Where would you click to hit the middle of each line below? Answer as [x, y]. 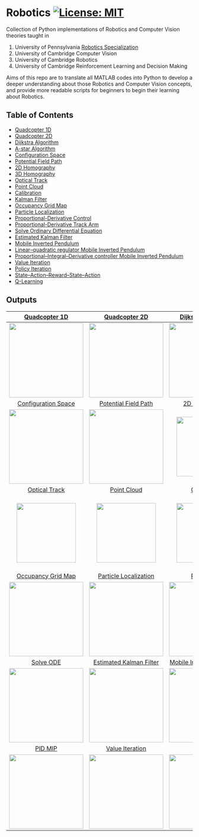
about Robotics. [25, 96]
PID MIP [46, 748]
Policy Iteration [33, 268]
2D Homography [35, 167]
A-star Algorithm [35, 148]
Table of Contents [40, 115]
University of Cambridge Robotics [56, 59]
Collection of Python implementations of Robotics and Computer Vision [93, 29]
